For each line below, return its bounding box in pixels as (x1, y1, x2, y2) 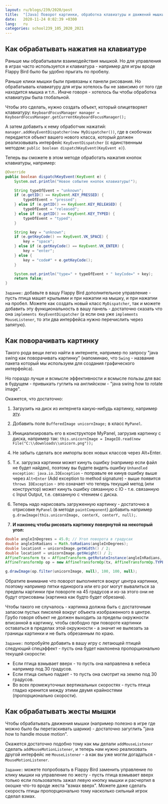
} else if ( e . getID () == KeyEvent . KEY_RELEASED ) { (14, 202, 122, 207)
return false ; (14, 276, 43, 281)
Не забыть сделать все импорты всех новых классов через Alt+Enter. (12, 450, 162, 456)
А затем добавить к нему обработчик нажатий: (5, 123, 106, 129)
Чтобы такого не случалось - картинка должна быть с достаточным (5, 604, 151, 610)
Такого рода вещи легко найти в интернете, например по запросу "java (5, 350, 158, 355)
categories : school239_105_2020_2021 (5, 26, 84, 31)
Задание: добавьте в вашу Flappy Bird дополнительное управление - (5, 290, 151, 296)
